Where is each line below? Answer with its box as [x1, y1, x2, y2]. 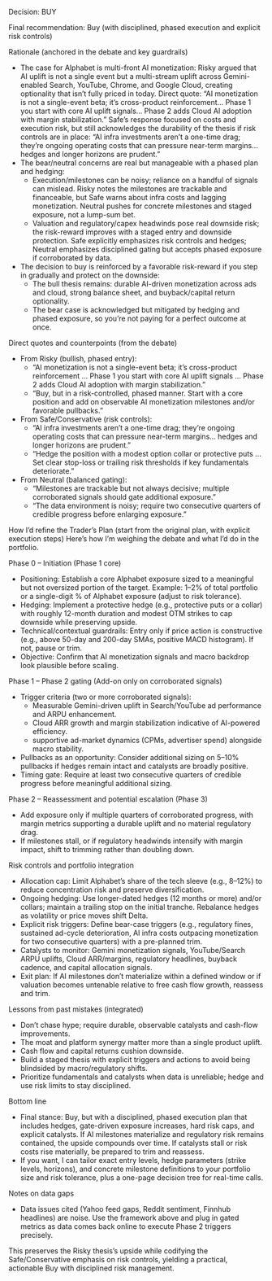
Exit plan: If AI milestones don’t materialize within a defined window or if [19, 972, 261, 981]
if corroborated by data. [32, 253, 112, 263]
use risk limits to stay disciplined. [19, 1081, 132, 1090]
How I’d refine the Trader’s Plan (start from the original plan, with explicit [8, 525, 250, 535]
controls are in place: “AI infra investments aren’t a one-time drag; [19, 132, 241, 142]
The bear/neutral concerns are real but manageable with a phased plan [19, 158, 258, 168]
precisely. [19, 1231, 54, 1239]
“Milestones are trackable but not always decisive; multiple [32, 483, 230, 493]
